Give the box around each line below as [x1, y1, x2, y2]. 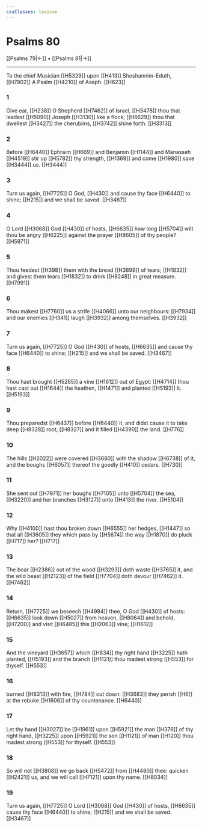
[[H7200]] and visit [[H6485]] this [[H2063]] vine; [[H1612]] [6, 620, 153, 627]
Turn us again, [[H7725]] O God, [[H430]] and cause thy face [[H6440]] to [6, 190, 191, 197]
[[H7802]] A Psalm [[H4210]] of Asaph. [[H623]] [6, 78, 126, 85]
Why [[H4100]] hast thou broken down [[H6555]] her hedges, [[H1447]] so [6, 524, 191, 532]
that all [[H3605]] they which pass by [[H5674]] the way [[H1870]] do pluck [6, 531, 192, 538]
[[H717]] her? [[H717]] [6, 538, 60, 545]
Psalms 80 [6, 34, 60, 48]
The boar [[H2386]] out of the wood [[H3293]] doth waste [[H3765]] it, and [6, 566, 194, 573]
